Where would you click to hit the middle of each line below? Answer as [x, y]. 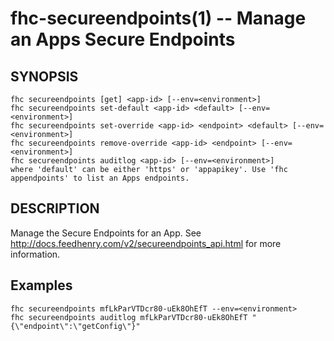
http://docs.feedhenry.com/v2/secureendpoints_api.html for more [146, 243]
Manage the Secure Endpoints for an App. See [106, 233]
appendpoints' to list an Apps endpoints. [100, 178]
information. [35, 254]
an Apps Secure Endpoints [123, 39]
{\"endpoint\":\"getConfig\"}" [75, 326]
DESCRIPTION [55, 208]
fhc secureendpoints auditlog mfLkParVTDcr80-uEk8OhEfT [129, 317]
